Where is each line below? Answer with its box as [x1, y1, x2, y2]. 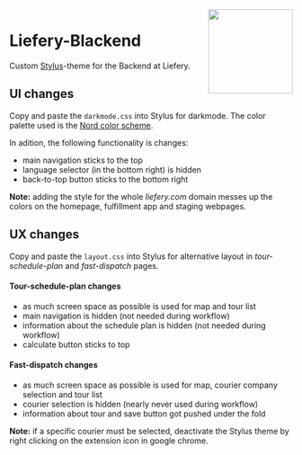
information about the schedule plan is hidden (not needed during [22, 319, 267, 331]
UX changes [9, 227, 80, 242]
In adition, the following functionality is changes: [9, 137, 189, 147]
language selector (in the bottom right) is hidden [22, 164, 202, 174]
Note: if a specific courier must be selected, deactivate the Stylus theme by [9, 425, 289, 436]
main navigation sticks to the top [22, 155, 144, 165]
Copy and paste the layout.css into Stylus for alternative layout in [9, 251, 253, 262]
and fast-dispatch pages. [65, 260, 159, 271]
